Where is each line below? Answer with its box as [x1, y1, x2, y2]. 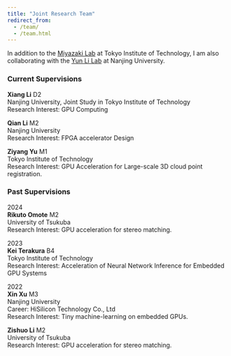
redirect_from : [7, 17, 52, 24]
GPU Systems [7, 268, 48, 277]
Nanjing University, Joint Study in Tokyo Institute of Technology [7, 98, 191, 106]
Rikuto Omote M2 [7, 210, 59, 218]
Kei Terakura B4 [7, 246, 55, 255]
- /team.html [13, 29, 52, 37]
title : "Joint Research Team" [7, 10, 96, 18]
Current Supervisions [7, 74, 83, 84]
